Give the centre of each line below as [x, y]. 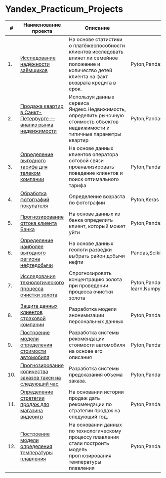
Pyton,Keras [145, 199]
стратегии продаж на [95, 410]
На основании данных [96, 425]
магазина [32, 410]
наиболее [32, 246]
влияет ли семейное [93, 58]
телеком [31, 173]
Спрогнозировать [90, 273]
